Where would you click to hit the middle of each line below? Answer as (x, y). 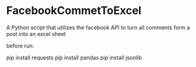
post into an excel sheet (36, 33)
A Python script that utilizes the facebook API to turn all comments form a (98, 27)
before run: (20, 46)
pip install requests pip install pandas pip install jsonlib (74, 57)
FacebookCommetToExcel (74, 11)
